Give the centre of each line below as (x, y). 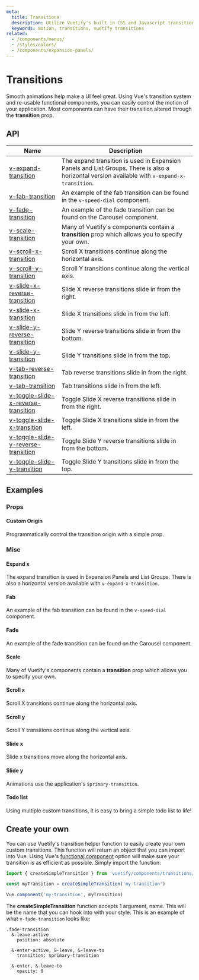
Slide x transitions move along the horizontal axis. (67, 757)
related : (17, 34)
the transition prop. (30, 115)
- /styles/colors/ (34, 45)
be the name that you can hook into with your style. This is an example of (95, 912)
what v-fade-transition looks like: (48, 919)
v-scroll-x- (26, 251)
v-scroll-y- (26, 268)
